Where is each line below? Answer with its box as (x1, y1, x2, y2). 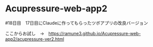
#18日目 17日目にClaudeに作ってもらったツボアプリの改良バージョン (5, 20, 148, 26)
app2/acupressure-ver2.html (5, 36, 65, 42)
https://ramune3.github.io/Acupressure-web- (48, 30, 141, 36)
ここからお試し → (5, 30, 45, 36)
